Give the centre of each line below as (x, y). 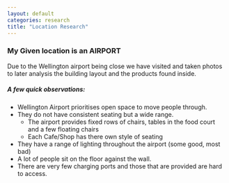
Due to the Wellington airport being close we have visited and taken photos (115, 66)
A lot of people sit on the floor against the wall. (84, 159)
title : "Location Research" (48, 26)
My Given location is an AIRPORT (64, 51)
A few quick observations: (46, 89)
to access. (32, 173)
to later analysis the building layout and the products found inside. (102, 73)
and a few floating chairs (63, 129)
